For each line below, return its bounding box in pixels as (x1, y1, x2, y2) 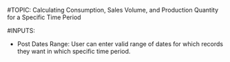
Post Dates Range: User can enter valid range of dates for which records (17, 40, 224, 48)
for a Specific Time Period (7, 13, 81, 21)
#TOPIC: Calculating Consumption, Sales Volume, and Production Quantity (7, 6, 219, 14)
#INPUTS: (7, 27, 36, 34)
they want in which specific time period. (17, 48, 131, 55)
